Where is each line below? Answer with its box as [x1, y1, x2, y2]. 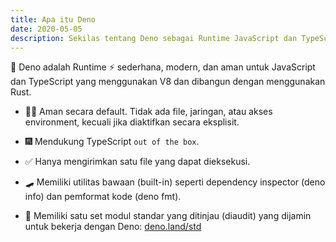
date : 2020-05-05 [10, 24, 83, 34]
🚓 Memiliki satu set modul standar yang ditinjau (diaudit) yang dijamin [24, 210, 312, 222]
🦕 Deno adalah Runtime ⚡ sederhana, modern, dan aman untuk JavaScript [10, 61, 316, 73]
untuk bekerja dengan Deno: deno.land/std [24, 221, 202, 233]
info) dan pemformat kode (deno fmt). [24, 191, 182, 203]
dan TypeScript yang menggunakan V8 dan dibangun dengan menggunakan [10, 76, 326, 88]
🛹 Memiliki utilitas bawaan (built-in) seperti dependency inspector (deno [24, 176, 326, 188]
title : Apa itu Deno [10, 14, 97, 25]
